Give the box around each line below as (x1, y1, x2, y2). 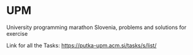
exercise (6, 30, 28, 37)
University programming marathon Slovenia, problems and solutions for (6, 24, 187, 31)
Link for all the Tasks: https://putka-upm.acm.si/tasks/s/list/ (6, 42, 157, 49)
